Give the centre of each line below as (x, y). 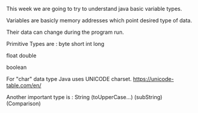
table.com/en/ (24, 85)
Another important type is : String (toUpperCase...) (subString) (84, 97)
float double (21, 56)
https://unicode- (153, 79)
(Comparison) (24, 103)
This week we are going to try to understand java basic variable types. (94, 9)
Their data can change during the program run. (65, 32)
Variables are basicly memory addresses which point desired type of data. (99, 20)
